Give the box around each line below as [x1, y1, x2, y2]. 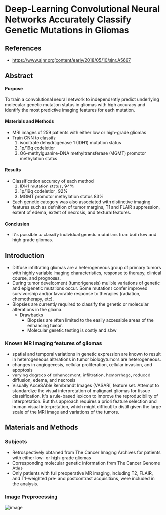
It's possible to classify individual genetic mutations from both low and [12, 232, 157, 238]
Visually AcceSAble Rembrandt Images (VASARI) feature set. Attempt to [12, 382, 159, 389]
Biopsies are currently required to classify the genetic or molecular [12, 301, 149, 307]
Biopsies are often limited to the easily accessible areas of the [27, 317, 154, 323]
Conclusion [5, 221, 30, 227]
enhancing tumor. [27, 323, 63, 328]
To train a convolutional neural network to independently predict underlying [5, 96, 160, 102]
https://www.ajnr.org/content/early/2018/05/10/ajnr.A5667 [12, 57, 131, 63]
